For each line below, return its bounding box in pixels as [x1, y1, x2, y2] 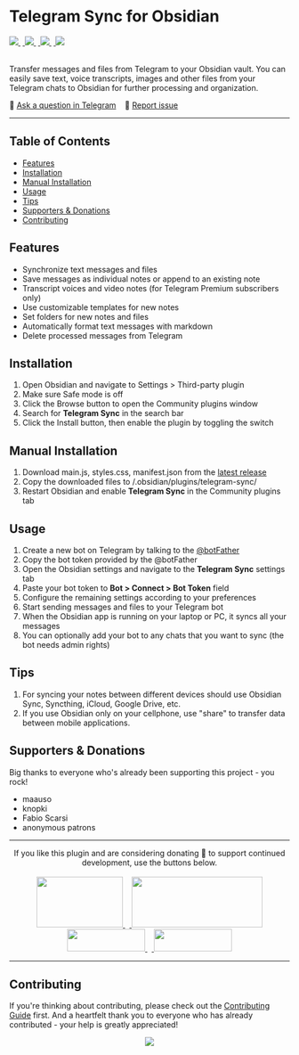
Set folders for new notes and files [21, 311, 149, 322]
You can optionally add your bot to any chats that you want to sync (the [21, 630, 285, 641]
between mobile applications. [21, 717, 131, 728]
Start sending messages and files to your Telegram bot [21, 601, 224, 612]
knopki [21, 803, 47, 814]
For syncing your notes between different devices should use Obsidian [21, 689, 282, 699]
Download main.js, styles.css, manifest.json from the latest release [21, 467, 267, 478]
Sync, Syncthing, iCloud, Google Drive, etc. [21, 698, 181, 709]
